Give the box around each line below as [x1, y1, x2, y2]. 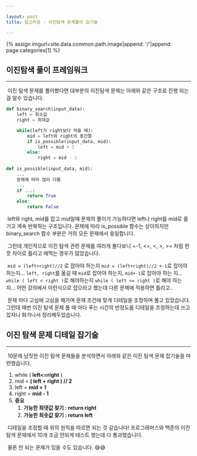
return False [27, 204, 59, 210]
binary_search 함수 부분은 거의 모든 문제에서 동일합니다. [6, 230, 135, 237]
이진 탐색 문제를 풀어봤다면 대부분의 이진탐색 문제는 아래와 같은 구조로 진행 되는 [7, 87, 189, 94]
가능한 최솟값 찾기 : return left [23, 411, 93, 418]
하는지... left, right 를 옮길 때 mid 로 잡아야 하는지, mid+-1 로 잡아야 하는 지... [6, 270, 183, 277]
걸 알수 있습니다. [6, 94, 44, 101]
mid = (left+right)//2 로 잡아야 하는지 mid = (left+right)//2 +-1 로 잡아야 [7, 262, 188, 270]
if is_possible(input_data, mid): [27, 138, 111, 144]
